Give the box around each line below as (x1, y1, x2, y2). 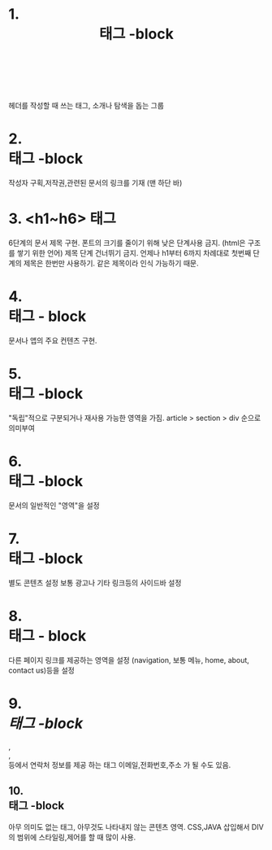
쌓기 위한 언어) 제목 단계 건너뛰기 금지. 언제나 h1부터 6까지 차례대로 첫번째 (16, 248, 252, 258)
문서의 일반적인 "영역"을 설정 (8, 500, 100, 510)
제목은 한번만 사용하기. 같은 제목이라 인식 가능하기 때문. (23, 258, 199, 269)
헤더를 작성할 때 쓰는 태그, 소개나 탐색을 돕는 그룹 (8, 101, 165, 111)
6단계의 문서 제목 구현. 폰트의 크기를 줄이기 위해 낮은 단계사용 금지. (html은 (8, 238, 246, 248)
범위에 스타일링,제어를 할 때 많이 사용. (16, 832, 136, 842)
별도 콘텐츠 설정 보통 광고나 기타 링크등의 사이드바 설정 (8, 577, 182, 587)
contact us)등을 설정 (8, 665, 75, 675)
